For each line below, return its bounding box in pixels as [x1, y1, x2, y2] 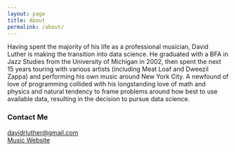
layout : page [7, 10, 46, 18]
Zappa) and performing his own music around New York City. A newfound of [7, 72, 229, 81]
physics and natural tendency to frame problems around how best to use [7, 87, 218, 96]
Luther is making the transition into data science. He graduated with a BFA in [7, 50, 228, 58]
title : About [7, 17, 46, 24]
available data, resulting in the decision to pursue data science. [7, 95, 190, 103]
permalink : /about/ [7, 23, 65, 30]
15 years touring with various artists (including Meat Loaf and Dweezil [7, 65, 209, 74]
